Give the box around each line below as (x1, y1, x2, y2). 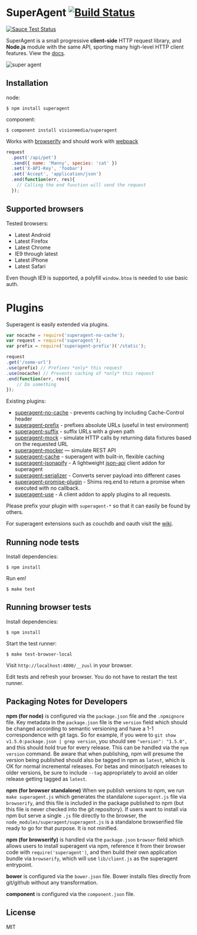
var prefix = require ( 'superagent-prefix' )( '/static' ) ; (6, 343, 146, 349)
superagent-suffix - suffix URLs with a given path (14, 428, 134, 435)
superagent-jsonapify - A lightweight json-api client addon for (14, 460, 166, 467)
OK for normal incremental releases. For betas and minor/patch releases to (6, 763, 188, 770)
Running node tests (6, 537, 80, 547)
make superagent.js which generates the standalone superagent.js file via (6, 793, 187, 800)
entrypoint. (6, 861, 33, 868)
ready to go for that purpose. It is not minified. (6, 824, 118, 831)
